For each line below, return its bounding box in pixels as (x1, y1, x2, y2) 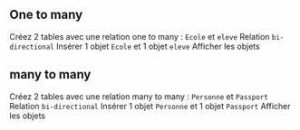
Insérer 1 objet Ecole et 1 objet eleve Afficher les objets (55, 41, 260, 51)
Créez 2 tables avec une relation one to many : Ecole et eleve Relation (9, 31, 270, 42)
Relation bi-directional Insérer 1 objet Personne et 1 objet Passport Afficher (9, 100, 292, 111)
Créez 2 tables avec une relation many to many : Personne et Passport (9, 90, 269, 102)
